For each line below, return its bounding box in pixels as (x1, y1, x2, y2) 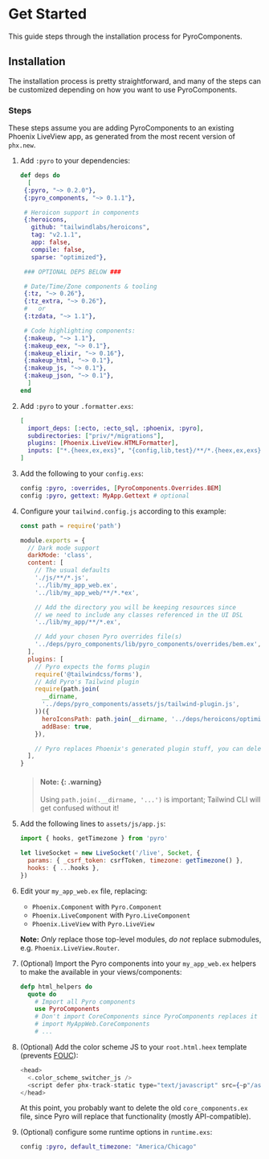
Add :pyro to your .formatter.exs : (19, 401, 134, 410)
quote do (27, 990, 57, 998)
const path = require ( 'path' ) (19, 522, 122, 530)
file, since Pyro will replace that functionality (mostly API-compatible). (19, 1112, 251, 1121)
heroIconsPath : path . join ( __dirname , (41, 715, 169, 723)
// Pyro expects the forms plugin (35, 662, 150, 670)
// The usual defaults (35, 567, 111, 575)
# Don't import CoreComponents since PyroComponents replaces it (35, 1013, 259, 1021)
